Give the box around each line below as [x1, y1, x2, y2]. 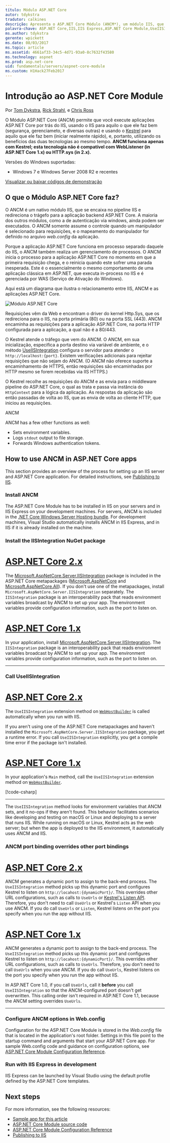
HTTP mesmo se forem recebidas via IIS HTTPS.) [5, 368, 108, 374]
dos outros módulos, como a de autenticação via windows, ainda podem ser [5, 217, 164, 223]
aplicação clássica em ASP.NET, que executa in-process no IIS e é [5, 270, 144, 276]
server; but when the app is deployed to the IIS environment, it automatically [5, 825, 164, 831]
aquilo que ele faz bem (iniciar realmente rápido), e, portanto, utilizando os [5, 133, 161, 139]
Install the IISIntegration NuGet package [5, 537, 106, 544]
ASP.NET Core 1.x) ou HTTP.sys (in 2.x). [5, 149, 92, 155]
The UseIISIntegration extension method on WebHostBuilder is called [5, 708, 150, 714]
